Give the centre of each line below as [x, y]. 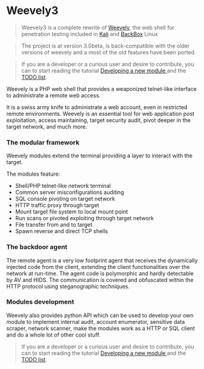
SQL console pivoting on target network [65, 199]
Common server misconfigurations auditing [69, 192]
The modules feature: [33, 174]
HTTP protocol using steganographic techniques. [68, 286]
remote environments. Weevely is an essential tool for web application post [100, 113]
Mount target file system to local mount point [72, 212]
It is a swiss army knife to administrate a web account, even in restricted [97, 107]
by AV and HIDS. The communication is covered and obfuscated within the [100, 280]
